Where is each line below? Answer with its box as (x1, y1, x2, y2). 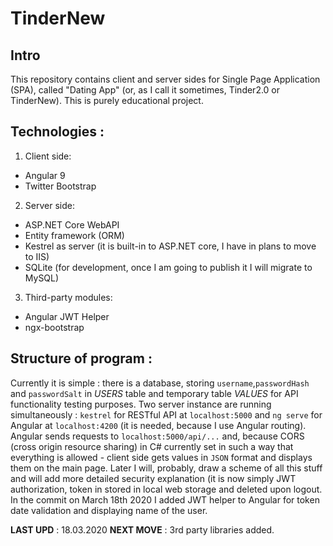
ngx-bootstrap (24, 321, 85, 333)
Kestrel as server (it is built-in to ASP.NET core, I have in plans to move (24, 240, 317, 252)
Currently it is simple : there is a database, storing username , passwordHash (10, 377, 310, 389)
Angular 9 (24, 169, 66, 181)
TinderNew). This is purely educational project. (10, 95, 204, 106)
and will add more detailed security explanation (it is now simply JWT (10, 472, 297, 484)
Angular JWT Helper (24, 310, 110, 322)
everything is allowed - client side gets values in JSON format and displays (10, 451, 313, 463)
